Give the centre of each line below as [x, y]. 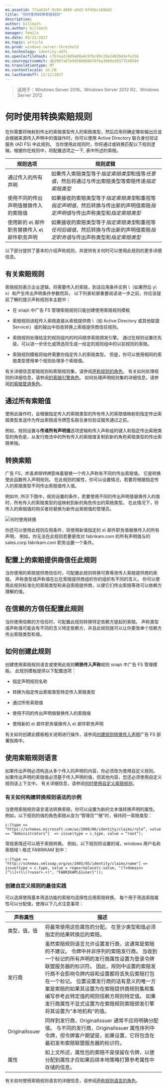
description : [19, 19]
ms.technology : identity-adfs [37, 51]
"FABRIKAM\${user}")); [80, 872]
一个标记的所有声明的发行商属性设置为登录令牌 [100, 959]
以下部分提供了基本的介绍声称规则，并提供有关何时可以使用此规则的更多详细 [83, 251]
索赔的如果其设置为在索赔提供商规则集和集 [105, 989]
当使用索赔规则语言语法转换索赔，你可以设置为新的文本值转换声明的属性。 [81, 809]
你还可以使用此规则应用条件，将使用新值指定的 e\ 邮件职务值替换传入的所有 [83, 530]
